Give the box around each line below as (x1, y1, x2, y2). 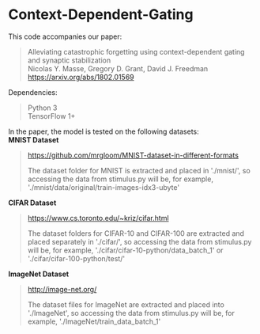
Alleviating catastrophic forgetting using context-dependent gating (27, 47, 245, 56)
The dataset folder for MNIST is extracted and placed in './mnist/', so (27, 165, 251, 175)
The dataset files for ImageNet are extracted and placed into (27, 299, 225, 309)
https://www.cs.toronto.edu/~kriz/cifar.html (27, 213, 169, 222)
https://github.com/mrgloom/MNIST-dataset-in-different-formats (27, 150, 239, 160)
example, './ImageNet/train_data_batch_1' (27, 317, 161, 326)
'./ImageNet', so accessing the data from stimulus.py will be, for (27, 308, 236, 317)
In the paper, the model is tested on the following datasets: (8, 127, 199, 136)
